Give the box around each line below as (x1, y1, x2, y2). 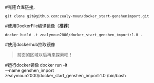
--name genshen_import (5, 68, 55, 73)
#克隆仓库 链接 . (5, 4, 35, 10)
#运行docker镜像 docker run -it (5, 62, 68, 68)
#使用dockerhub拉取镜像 (5, 41, 55, 47)
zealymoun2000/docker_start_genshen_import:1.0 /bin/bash (5, 73, 126, 78)
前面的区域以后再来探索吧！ (17, 52, 73, 57)
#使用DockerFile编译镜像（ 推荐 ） (5, 23, 72, 28)
